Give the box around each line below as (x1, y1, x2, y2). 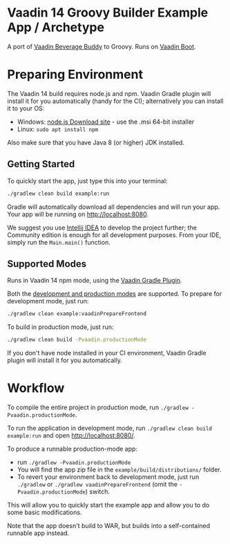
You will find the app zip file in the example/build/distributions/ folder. (17, 465, 222, 474)
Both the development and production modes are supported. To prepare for (7, 290, 222, 298)
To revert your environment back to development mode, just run (17, 473, 200, 481)
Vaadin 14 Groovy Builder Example (7, 5, 209, 21)
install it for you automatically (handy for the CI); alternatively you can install (7, 97, 224, 105)
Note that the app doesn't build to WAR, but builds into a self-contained (7, 522, 211, 530)
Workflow (7, 380, 65, 396)
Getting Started (7, 158, 75, 170)
